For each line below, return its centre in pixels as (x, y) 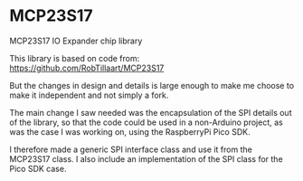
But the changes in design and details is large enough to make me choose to (152, 85)
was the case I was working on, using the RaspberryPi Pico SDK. (130, 131)
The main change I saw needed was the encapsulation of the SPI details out (151, 112)
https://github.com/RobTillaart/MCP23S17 (87, 68)
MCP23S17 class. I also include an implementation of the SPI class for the (146, 158)
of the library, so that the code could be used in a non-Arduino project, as (146, 122)
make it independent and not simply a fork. (89, 95)
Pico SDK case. (38, 168)
